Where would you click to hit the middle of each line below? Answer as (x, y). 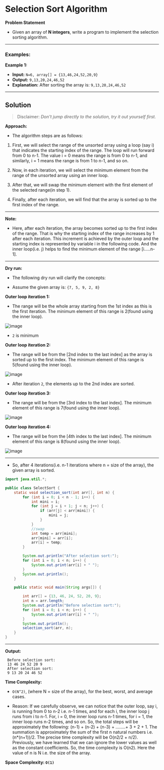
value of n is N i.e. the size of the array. (51, 753)
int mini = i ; (45, 502)
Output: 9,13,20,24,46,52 (38, 80)
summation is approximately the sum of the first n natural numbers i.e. (82, 732)
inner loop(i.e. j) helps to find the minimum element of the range (76, 249)
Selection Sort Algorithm (56, 9)
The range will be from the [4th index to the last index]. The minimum (82, 437)
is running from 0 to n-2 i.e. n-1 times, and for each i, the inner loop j (81, 711)
